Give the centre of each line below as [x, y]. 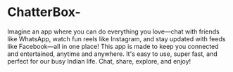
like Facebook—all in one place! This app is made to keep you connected [113, 46]
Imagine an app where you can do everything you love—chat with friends [113, 31]
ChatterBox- [44, 12]
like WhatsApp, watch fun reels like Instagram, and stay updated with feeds [116, 38]
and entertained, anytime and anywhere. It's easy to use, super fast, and [112, 54]
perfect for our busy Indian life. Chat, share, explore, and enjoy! [99, 61]
